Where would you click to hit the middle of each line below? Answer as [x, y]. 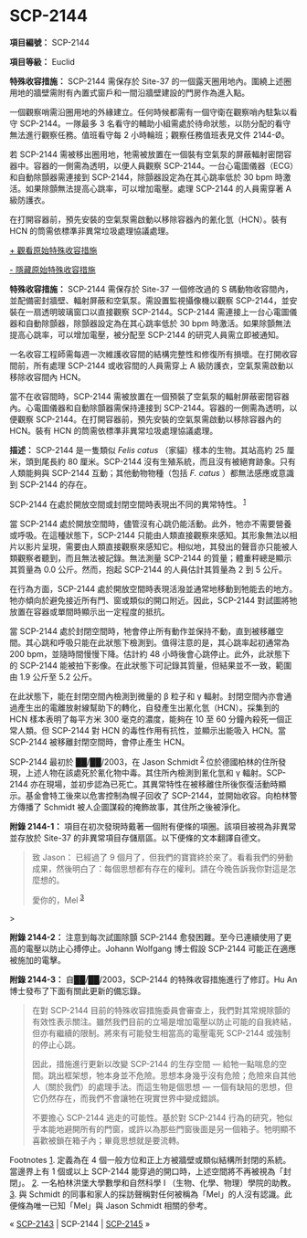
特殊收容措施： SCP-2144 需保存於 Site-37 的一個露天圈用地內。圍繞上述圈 [151, 81]
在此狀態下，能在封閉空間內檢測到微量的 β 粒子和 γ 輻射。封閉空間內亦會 [147, 696]
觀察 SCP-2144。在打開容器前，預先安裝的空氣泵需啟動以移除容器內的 [149, 419]
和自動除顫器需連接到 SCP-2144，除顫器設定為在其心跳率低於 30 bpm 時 [146, 177]
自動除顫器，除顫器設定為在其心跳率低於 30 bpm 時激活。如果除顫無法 [158, 323]
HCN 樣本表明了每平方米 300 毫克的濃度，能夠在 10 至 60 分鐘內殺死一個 [147, 719]
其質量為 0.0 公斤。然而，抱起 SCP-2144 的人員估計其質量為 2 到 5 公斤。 [148, 569]
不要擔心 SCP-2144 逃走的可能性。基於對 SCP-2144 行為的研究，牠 [158, 1117]
